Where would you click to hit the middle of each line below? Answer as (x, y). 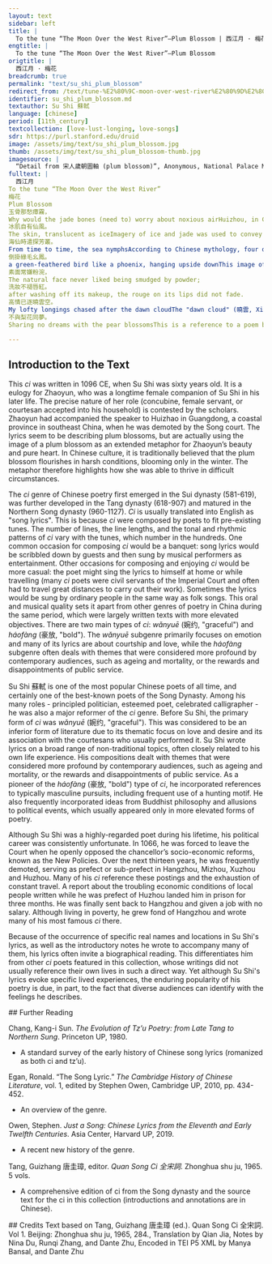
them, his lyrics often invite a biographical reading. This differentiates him (131, 954)
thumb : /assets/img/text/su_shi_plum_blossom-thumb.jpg (104, 152)
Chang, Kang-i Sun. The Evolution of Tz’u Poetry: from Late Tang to (121, 1028)
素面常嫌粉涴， (30, 272)
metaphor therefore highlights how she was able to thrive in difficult (121, 470)
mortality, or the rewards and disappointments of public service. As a (123, 775)
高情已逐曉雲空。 (33, 302)
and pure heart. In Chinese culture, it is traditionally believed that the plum (132, 453)
